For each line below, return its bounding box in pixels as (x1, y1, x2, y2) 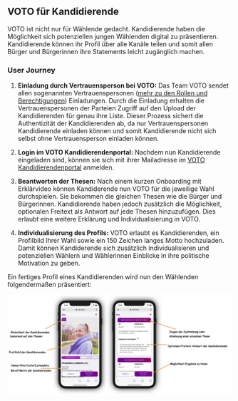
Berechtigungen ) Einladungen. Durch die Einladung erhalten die (17, 96, 205, 105)
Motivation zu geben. (17, 259, 81, 268)
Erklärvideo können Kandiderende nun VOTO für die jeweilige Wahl (17, 184, 214, 193)
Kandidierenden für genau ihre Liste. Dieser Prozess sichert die (17, 112, 205, 120)
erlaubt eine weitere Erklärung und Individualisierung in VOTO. (17, 215, 201, 224)
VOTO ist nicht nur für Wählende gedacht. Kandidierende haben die (7, 24, 205, 33)
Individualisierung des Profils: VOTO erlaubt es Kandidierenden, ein (17, 229, 219, 237)
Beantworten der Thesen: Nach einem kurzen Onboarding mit (17, 177, 202, 186)
